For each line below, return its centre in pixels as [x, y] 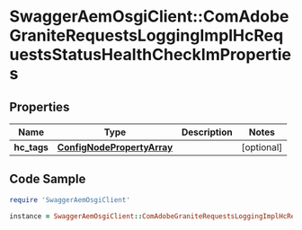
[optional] [262, 147]
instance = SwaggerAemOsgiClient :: [76, 216]
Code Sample [48, 179]
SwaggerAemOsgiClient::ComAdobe [149, 17]
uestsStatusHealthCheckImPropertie [151, 55]
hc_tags [31, 147]
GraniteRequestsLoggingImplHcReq [147, 35]
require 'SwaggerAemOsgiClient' [70, 199]
